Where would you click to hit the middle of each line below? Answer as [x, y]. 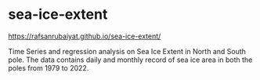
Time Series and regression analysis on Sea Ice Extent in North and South [127, 51]
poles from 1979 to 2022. [49, 67]
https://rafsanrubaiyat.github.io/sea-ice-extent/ [85, 36]
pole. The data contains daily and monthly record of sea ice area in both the [130, 60]
